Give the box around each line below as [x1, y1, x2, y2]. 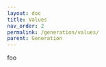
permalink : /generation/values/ [7, 28, 99, 36]
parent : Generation [7, 35, 63, 42]
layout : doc [7, 9, 41, 17]
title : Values [7, 16, 48, 23]
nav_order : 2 [7, 22, 44, 29]
